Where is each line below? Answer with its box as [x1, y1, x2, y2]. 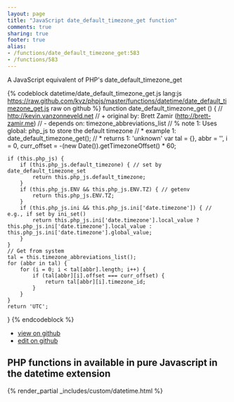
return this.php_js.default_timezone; [32, 173, 146, 180]
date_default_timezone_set [7, 167, 86, 175]
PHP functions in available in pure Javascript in [7, 357, 218, 369]
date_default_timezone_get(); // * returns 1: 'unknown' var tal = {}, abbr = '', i [7, 134, 228, 142]
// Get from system [7, 247, 65, 254]
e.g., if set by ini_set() [7, 211, 86, 218]
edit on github [17, 336, 58, 345]
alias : [7, 43, 27, 50]
